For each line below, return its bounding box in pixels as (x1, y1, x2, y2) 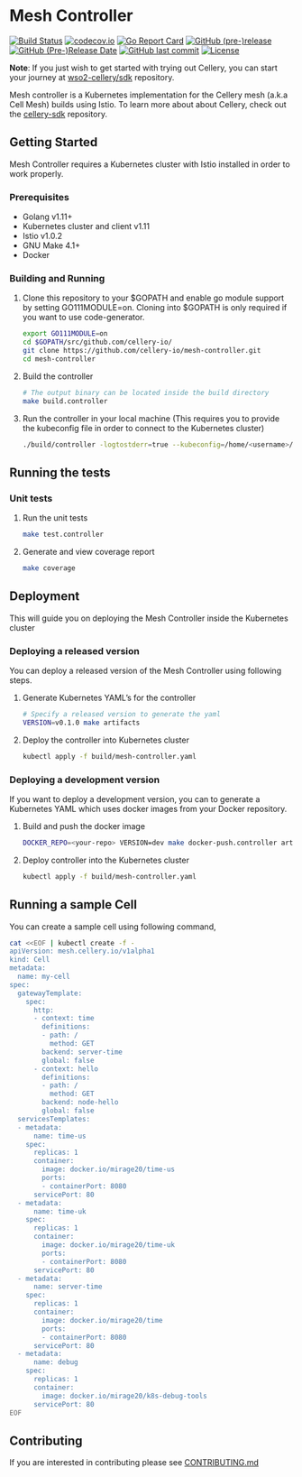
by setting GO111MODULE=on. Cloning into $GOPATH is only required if (22, 302, 288, 313)
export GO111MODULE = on (22, 329, 108, 338)
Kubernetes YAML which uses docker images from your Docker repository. (9, 803, 288, 814)
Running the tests (9, 465, 111, 480)
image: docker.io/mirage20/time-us (41, 1165, 176, 1174)
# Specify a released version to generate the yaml (22, 710, 221, 719)
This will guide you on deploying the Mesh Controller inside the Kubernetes (9, 613, 288, 623)
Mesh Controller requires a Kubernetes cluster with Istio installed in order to (9, 159, 290, 170)
